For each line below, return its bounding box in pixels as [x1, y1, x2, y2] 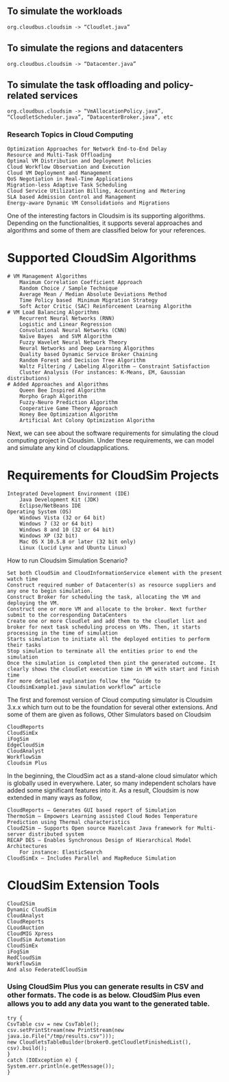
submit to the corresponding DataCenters [7, 611, 128, 618]
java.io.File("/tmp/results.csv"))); [7, 1033, 115, 1039]
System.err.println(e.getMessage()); [7, 1063, 115, 1070]
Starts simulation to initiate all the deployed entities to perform [7, 635, 210, 642]
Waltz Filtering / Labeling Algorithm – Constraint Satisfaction [19, 363, 210, 370]
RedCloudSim [7, 954, 41, 961]
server [7, 830, 26, 838]
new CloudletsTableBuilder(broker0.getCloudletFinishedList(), [7, 1039, 192, 1046]
